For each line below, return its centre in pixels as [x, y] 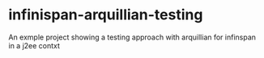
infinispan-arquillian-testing [106, 15]
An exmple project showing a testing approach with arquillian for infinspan [132, 37]
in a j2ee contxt [34, 45]
